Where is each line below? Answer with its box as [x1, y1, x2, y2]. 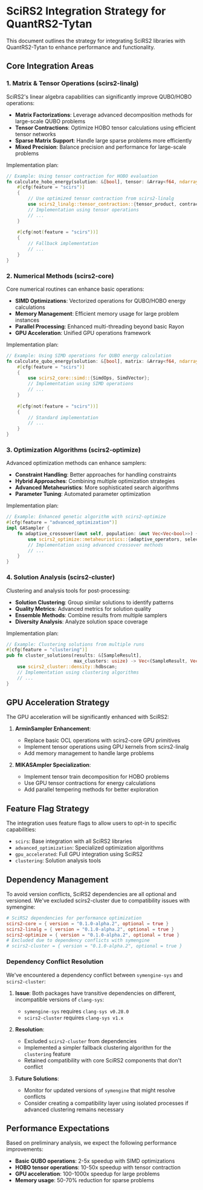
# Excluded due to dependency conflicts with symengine [6, 937, 150, 944]
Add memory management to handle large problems [24, 750, 154, 757]
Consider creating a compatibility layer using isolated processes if [24, 1099, 188, 1107]
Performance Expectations [6, 1123, 110, 1133]
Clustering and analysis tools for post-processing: [6, 587, 131, 594]
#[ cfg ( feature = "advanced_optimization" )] [6, 519, 118, 525]
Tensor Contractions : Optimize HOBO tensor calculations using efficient [14, 124, 196, 131]
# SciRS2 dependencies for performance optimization [6, 915, 142, 921]
